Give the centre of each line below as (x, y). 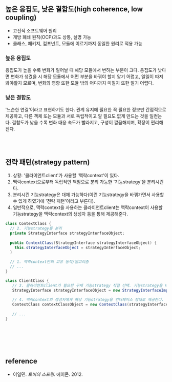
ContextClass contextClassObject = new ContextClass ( (71, 304)
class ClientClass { (27, 281)
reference (21, 361)
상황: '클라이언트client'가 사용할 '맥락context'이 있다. (66, 176)
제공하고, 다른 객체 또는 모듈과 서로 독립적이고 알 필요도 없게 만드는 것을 (77, 116)
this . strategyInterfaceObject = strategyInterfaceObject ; (78, 247)
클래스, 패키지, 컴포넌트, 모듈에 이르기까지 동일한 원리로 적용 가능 (78, 43)
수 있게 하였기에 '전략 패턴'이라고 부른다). (54, 201)
